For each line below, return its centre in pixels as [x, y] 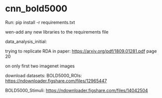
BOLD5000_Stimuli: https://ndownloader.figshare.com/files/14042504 [77, 90]
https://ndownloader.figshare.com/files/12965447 [56, 81]
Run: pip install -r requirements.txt [40, 22]
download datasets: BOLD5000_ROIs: [43, 75]
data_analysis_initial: [26, 41]
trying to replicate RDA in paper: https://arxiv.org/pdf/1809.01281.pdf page [81, 51]
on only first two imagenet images [40, 66]
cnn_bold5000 [36, 9]
